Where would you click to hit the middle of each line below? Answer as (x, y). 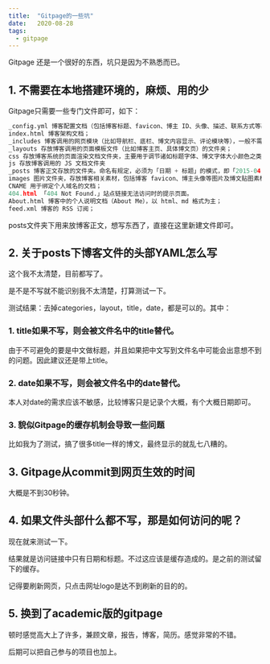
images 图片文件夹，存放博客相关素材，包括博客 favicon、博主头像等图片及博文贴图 (131, 179)
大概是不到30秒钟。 (41, 493)
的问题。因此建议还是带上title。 (60, 360)
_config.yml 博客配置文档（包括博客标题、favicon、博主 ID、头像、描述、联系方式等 (135, 127)
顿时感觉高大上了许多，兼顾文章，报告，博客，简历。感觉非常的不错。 (125, 634)
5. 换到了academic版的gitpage (86, 614)
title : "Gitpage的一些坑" (51, 16)
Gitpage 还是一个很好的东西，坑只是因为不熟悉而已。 (96, 62)
